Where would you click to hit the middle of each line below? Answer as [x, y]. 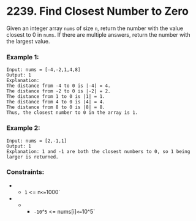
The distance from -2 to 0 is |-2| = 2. [59, 91]
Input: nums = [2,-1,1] [37, 141]
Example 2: [23, 128]
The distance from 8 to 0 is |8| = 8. [56, 107]
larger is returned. [33, 157]
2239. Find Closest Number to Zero [97, 11]
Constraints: [25, 172]
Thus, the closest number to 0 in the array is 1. [72, 113]
